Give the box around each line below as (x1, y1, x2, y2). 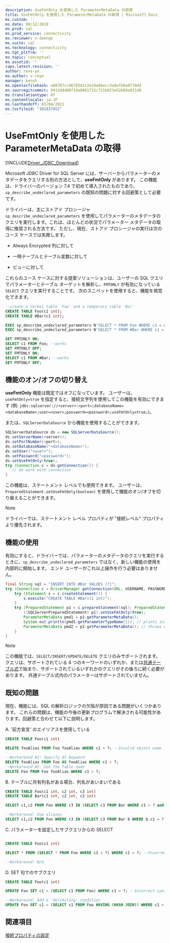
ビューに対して (12, 264, 44, 270)
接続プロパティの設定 (5, 932, 50, 938)
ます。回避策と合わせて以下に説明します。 (9, 716, 98, 722)
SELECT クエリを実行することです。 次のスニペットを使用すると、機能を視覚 (5, 287, 163, 293)
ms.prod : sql (5, 26, 33, 31)
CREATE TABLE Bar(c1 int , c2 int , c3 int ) (5, 794, 96, 799)
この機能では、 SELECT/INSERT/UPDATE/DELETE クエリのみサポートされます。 (5, 653, 160, 659)
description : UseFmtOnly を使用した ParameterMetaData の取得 (5, 7, 133, 13)
